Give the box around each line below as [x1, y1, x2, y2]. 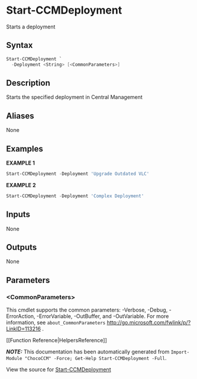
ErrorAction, [6, 313, 35, 320]
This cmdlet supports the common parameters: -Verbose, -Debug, [6, 306, 168, 313]
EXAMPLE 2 [6, 181, 36, 188]
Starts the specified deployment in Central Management [6, 94, 143, 101]
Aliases [6, 111, 34, 121]
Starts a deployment [6, 23, 56, 30]
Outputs [6, 242, 37, 252]
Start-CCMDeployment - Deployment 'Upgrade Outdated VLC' [6, 171, 150, 176]
